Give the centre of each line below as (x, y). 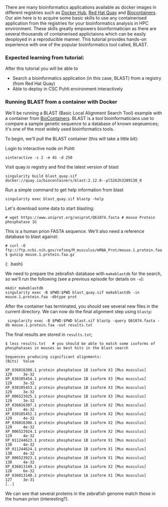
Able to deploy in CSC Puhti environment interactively (68, 89)
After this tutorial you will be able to (42, 69)
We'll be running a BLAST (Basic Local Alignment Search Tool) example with (84, 113)
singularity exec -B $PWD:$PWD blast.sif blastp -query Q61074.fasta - (83, 321)
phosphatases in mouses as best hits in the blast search (67, 348)
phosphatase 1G (21, 222)
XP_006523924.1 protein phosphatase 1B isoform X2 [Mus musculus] (76, 431)
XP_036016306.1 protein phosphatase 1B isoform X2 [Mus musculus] (76, 423)
